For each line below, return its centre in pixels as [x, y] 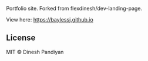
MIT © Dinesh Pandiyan [35, 52]
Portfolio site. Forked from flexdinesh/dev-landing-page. [74, 8]
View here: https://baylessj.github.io [50, 19]
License [21, 38]
